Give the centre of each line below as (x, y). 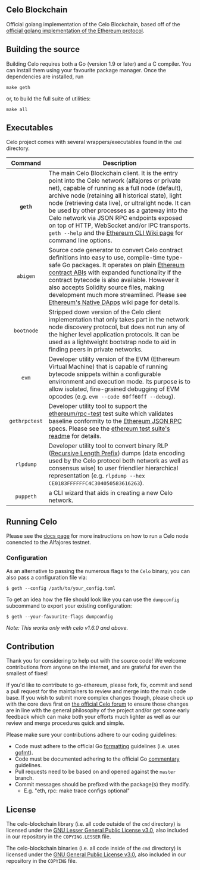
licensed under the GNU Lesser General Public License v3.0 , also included (97, 831)
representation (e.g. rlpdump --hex (97, 476)
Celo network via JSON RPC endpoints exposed (115, 218)
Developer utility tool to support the (98, 406)
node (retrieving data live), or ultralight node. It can (120, 203)
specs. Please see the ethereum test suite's (109, 428)
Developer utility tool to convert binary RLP (108, 446)
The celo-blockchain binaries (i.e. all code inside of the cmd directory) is (94, 848)
